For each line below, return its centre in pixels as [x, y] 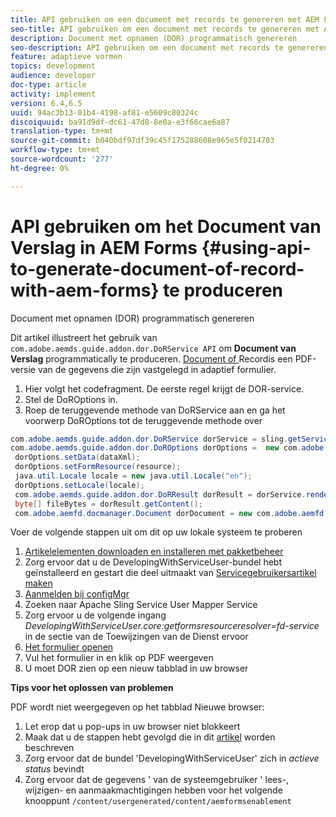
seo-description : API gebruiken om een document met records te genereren [169, 47]
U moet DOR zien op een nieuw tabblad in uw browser [136, 668]
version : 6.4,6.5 [46, 103]
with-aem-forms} [85, 290]
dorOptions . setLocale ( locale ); [79, 485]
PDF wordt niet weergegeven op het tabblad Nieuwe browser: [137, 707]
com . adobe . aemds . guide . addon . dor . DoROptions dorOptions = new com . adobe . [169, 448]
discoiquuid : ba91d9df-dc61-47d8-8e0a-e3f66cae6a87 [120, 122]
